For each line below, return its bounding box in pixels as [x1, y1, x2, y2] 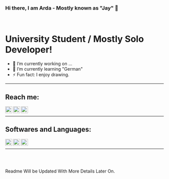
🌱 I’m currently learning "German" [12, 66, 83, 72]
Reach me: [5, 93, 39, 101]
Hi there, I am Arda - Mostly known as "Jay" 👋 [5, 5, 119, 12]
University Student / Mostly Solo [5, 34, 144, 45]
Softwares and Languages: [5, 125, 92, 134]
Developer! [5, 44, 53, 56]
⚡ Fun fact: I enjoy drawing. [12, 72, 69, 78]
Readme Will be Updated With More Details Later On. [5, 168, 115, 174]
